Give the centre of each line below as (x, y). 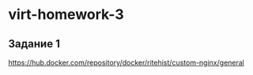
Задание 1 (34, 44)
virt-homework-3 (66, 15)
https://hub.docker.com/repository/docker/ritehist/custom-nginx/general (126, 62)
